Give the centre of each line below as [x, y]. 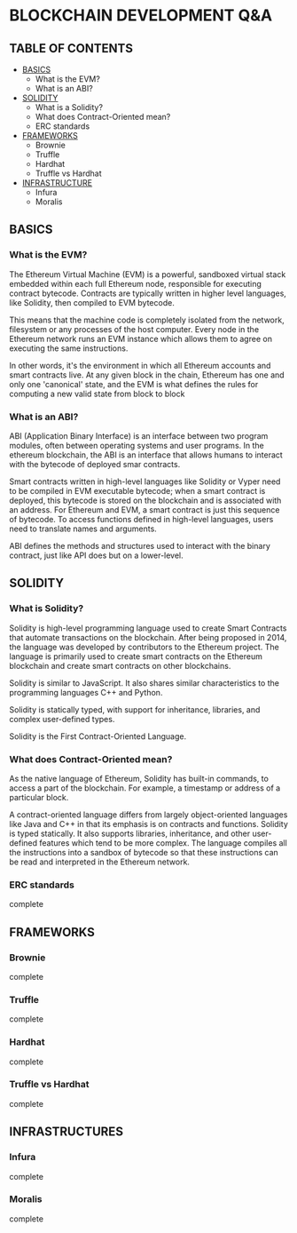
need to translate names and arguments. [83, 529]
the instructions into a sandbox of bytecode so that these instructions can [144, 852]
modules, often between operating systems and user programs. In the [137, 445]
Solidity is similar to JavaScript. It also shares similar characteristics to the [144, 683]
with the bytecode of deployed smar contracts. [95, 464]
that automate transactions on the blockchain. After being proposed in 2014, [148, 637]
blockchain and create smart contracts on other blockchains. [120, 665]
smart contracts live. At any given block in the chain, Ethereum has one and [147, 375]
